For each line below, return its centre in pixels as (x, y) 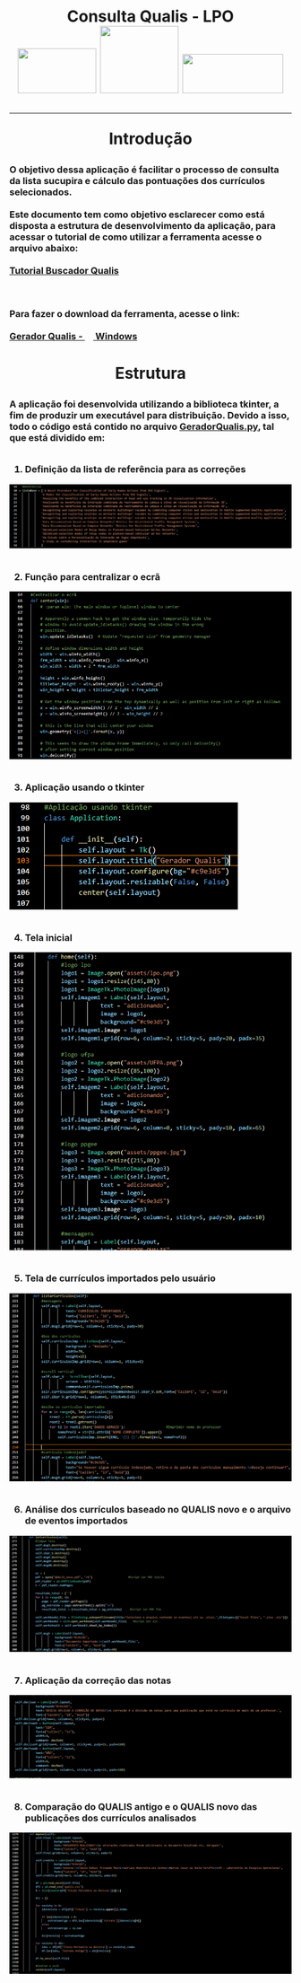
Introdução (150, 139)
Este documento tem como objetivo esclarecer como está (137, 215)
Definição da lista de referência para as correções (135, 469)
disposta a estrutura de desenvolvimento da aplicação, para (142, 226)
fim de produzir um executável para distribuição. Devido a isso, (150, 415)
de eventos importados (76, 1521)
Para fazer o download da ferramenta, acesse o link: (125, 313)
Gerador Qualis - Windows (73, 336)
